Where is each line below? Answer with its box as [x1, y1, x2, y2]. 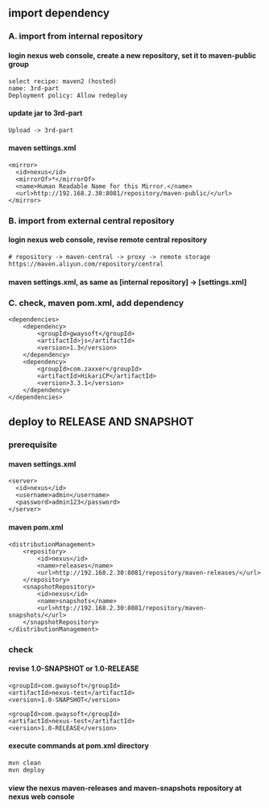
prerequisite [8, 439, 58, 450]
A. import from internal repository [8, 31, 143, 42]
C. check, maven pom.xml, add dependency [8, 297, 184, 308]
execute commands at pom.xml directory [8, 741, 149, 751]
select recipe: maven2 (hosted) [8, 77, 117, 86]
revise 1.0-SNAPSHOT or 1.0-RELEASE [8, 664, 139, 673]
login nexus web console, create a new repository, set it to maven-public [8, 50, 257, 60]
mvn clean [8, 759, 42, 767]
